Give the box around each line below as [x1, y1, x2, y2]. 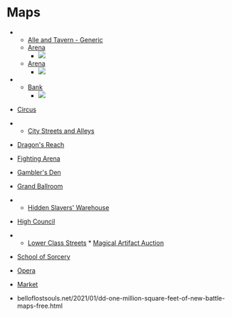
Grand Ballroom [16, 181, 63, 190]
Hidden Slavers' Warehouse [27, 203, 110, 211]
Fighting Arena [16, 154, 61, 163]
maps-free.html [16, 301, 63, 310]
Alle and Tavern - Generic [27, 35, 104, 44]
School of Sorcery [16, 252, 70, 261]
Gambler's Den [16, 168, 61, 176]
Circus [16, 105, 37, 114]
